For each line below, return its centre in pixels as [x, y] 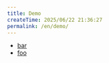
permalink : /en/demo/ [38, 26]
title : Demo [24, 13]
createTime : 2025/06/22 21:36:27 [55, 20]
